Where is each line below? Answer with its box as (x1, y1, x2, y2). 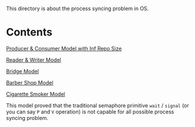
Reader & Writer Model (6, 56, 61, 63)
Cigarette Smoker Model (6, 91, 65, 98)
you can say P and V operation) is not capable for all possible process (6, 108, 174, 115)
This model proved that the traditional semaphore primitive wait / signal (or (6, 102, 190, 109)
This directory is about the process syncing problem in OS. (6, 5, 149, 12)
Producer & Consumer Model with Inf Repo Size (6, 45, 122, 52)
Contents (6, 26, 53, 39)
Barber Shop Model (6, 79, 54, 86)
